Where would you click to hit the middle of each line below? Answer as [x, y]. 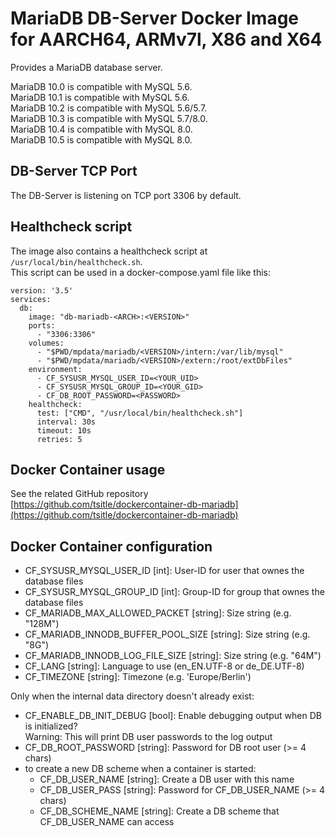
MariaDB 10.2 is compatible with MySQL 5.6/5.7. [109, 108]
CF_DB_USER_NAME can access [107, 822]
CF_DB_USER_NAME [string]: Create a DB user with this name [167, 779]
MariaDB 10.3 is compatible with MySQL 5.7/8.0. [109, 118]
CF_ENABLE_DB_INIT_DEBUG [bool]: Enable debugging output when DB [173, 716]
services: [31, 299]
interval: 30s [66, 422]
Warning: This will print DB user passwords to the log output [148, 737]
